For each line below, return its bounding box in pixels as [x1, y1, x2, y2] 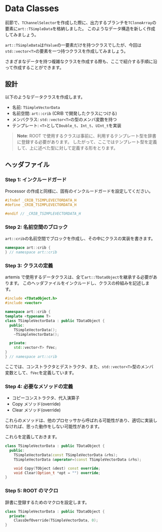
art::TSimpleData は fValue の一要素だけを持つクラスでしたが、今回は [5, 42, 142, 48]
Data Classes [5, 3, 59, 14]
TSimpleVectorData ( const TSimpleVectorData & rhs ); [14, 452, 118, 457]
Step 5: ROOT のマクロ [5, 487, 59, 494]
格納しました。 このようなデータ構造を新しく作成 [56, 25, 156, 32]
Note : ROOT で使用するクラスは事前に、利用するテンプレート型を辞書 [16, 133, 157, 138]
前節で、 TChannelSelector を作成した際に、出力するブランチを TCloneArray [5, 19, 152, 25]
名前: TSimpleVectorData [12, 104, 60, 110]
